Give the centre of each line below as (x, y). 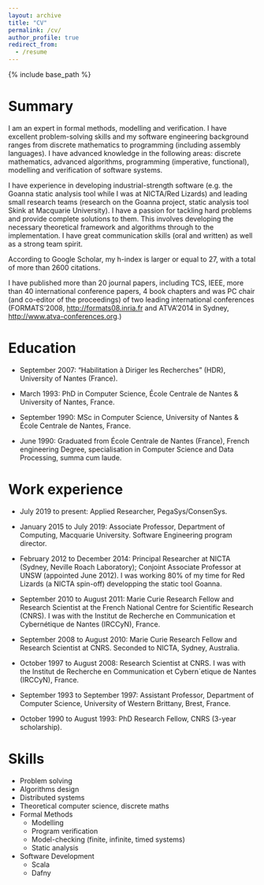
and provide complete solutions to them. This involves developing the (121, 218)
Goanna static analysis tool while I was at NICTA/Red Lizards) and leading (128, 193)
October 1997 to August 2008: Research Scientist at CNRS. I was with (132, 663)
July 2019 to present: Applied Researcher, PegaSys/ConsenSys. (123, 511)
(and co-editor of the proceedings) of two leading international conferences (131, 299)
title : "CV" (28, 23)
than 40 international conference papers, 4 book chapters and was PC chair (132, 291)
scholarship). (41, 727)
